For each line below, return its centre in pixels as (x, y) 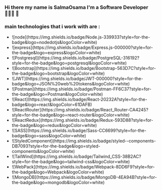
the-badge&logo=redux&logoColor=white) (54, 126)
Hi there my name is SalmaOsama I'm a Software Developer (77, 7)
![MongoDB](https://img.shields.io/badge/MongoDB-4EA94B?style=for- (84, 177)
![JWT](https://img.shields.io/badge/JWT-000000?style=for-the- (77, 79)
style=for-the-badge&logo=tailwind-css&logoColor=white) (71, 162)
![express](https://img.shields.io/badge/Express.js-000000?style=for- (82, 47)
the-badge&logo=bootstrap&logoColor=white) (58, 74)
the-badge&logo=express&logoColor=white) (56, 53)
